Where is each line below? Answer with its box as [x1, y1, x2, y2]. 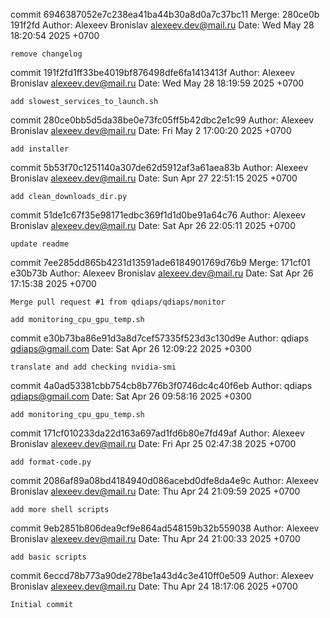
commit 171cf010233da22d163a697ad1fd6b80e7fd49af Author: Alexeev [10, 427, 305, 439]
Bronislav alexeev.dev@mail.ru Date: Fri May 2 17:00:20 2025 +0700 [10, 125, 292, 136]
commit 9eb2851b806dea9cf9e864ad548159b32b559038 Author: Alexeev [10, 522, 320, 534]
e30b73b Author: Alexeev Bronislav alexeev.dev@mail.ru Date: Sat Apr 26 [10, 267, 314, 279]
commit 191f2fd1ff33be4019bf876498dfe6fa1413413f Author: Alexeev [10, 67, 296, 78]
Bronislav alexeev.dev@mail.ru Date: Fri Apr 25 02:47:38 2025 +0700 [10, 438, 297, 449]
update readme [10, 239, 70, 249]
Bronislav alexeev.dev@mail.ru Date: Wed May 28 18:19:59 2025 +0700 [10, 77, 305, 89]
